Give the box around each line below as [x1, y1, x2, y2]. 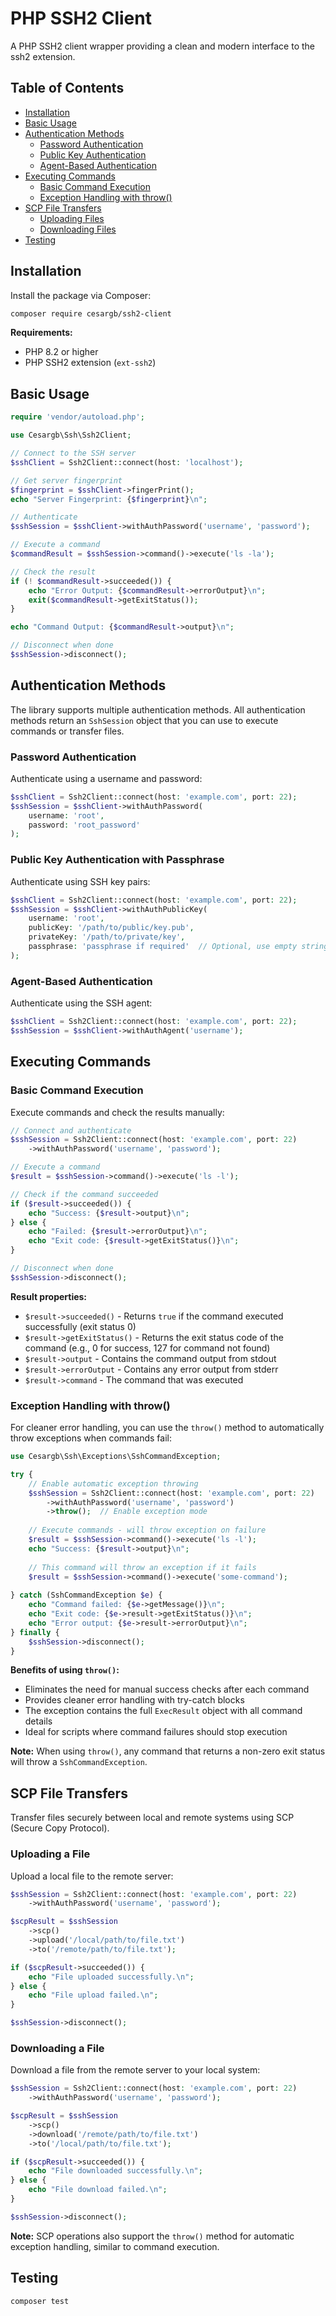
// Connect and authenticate [10, 1125, 132, 1136]
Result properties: [10, 1290, 88, 1302]
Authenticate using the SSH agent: [10, 997, 153, 1009]
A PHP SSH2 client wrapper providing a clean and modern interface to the [10, 40, 316, 52]
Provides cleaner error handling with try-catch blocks [24, 1694, 245, 1706]
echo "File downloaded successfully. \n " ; [28, 2166, 203, 2176]
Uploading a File [10, 1847, 91, 1861]
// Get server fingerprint [10, 475, 123, 486]
